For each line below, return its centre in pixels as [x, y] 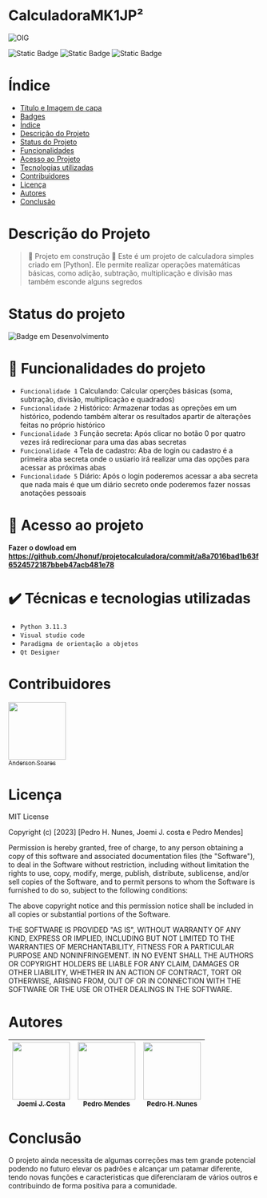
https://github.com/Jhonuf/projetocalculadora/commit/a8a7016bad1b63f [133, 556]
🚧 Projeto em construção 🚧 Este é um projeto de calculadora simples [141, 256]
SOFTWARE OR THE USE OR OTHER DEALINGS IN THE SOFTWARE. [120, 990]
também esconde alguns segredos [85, 281]
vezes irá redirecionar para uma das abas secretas [103, 442]
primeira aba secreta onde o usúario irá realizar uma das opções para [135, 458]
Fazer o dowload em [43, 547]
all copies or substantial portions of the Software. [89, 914]
